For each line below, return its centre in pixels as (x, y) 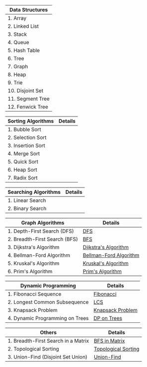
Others (48, 333)
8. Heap (17, 75)
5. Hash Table (24, 50)
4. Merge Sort (24, 153)
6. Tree (16, 58)
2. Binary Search (27, 209)
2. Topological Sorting (34, 349)
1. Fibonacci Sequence (35, 294)
